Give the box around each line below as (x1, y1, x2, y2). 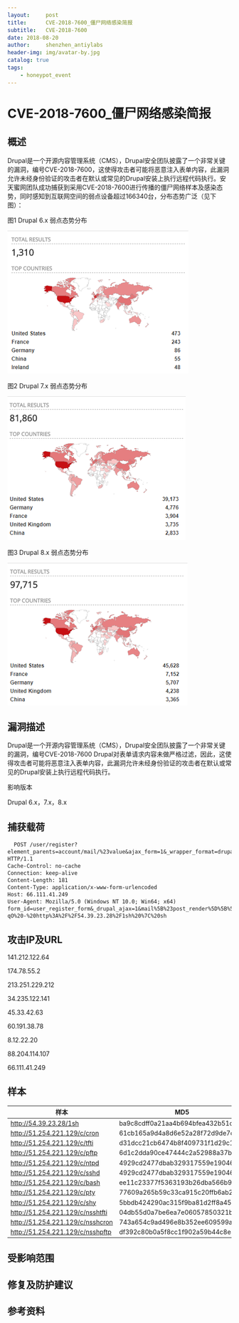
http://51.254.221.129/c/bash (10, 1178, 101, 1187)
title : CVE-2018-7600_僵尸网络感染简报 (7, 19, 133, 26)
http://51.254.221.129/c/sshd (10, 1168, 100, 1177)
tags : (7, 64, 23, 71)
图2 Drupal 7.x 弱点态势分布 (7, 381, 87, 390)
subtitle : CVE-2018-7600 (7, 26, 87, 33)
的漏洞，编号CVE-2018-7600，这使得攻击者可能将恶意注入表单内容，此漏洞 (7, 165, 230, 174)
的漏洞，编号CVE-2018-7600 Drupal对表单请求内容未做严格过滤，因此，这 (7, 750, 225, 759)
